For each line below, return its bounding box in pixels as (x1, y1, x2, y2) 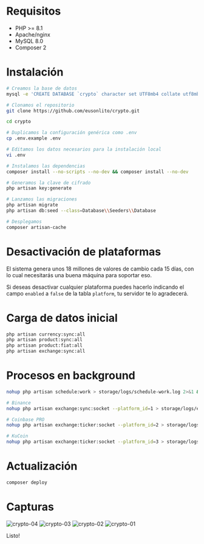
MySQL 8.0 (15, 37, 44, 44)
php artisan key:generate (6, 185, 72, 191)
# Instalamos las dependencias (6, 163, 86, 169)
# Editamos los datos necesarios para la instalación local (6, 146, 162, 152)
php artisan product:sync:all (6, 337, 83, 343)
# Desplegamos (6, 218, 42, 225)
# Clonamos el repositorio (6, 102, 75, 108)
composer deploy (6, 479, 47, 486)
